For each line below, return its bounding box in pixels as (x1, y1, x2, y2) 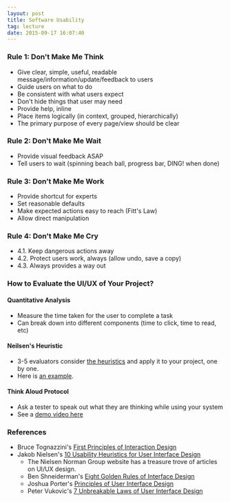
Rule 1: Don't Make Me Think (7, 52, 105, 62)
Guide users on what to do (17, 82, 93, 90)
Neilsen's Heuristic (7, 342, 63, 350)
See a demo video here (17, 410, 84, 418)
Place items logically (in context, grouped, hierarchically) (17, 112, 179, 120)
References (7, 427, 47, 436)
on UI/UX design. (27, 465, 76, 473)
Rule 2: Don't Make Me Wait (7, 136, 102, 145)
